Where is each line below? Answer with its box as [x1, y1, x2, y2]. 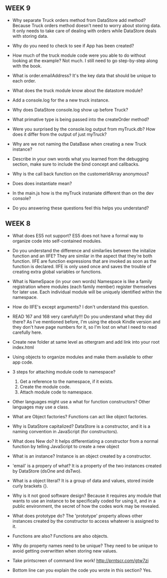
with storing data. [12, 33, 49, 39]
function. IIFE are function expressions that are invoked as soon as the [12, 258, 157, 264]
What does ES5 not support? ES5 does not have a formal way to [12, 232, 144, 238]
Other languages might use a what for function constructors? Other [12, 398, 151, 404]
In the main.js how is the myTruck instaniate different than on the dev [12, 190, 154, 196]
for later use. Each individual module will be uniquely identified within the [12, 289, 162, 295]
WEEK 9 [5, 4, 31, 12]
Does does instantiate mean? [12, 180, 72, 186]
